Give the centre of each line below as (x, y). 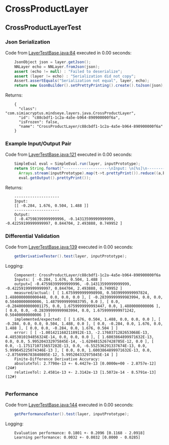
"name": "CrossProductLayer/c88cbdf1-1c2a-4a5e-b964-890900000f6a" (91, 127)
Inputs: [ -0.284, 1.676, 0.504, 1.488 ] (58, 280)
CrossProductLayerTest (43, 28)
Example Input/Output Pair (38, 143)
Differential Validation (32, 236)
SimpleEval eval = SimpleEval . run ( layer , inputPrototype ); (77, 164)
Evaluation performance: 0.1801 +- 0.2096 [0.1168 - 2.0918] (79, 433)
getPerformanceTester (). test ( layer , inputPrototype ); (72, 414)
